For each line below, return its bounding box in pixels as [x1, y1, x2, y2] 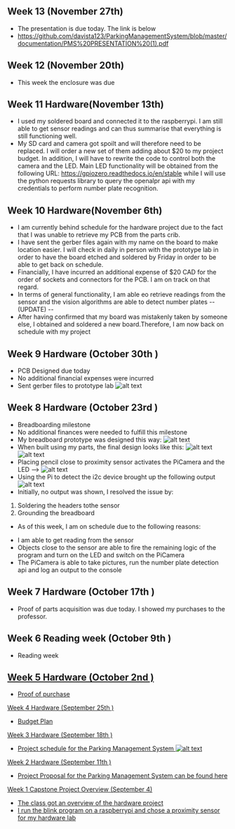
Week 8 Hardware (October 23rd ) [7, 402, 159, 413]
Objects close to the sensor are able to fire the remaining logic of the [17, 543, 216, 552]
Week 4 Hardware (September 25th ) [7, 703, 114, 712]
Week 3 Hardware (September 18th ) [7, 731, 113, 739]
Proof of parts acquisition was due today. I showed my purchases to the [17, 604, 226, 613]
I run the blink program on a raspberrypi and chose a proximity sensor [17, 807, 220, 815]
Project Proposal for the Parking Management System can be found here [17, 771, 228, 780]
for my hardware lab [17, 814, 76, 822]
